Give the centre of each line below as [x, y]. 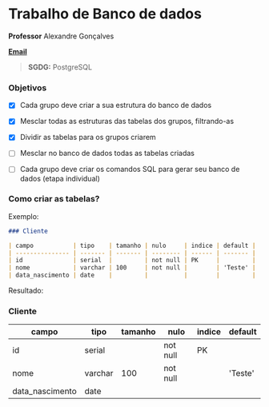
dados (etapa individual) [60, 178]
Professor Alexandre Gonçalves [61, 36]
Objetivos [28, 87]
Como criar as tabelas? [54, 199]
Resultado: [26, 291]
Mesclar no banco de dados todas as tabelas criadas [107, 154]
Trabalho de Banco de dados [105, 14]
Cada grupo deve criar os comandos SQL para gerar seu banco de [130, 170]
